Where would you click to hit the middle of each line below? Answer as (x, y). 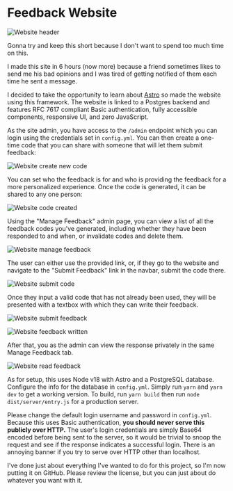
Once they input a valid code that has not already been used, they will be (112, 297)
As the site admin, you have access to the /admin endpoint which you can (112, 130)
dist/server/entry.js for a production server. (73, 401)
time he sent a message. (42, 81)
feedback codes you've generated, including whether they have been (107, 228)
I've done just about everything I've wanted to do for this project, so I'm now (116, 465)
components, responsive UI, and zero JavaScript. (78, 117)
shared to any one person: (45, 194)
